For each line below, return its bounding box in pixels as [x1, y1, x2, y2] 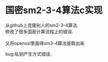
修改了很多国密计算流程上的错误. [5, 28, 74, 34]
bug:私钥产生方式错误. [5, 51, 52, 57]
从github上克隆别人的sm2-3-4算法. [5, 22, 79, 28]
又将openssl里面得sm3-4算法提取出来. [5, 40, 86, 46]
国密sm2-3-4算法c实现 [5, 5, 103, 16]
